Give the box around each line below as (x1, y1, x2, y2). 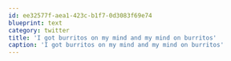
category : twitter (8, 26, 70, 34)
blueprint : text (8, 19, 63, 27)
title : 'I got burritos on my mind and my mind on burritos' (8, 33, 217, 42)
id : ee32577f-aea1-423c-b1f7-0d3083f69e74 (8, 11, 152, 20)
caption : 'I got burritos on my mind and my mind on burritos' (8, 41, 225, 49)
